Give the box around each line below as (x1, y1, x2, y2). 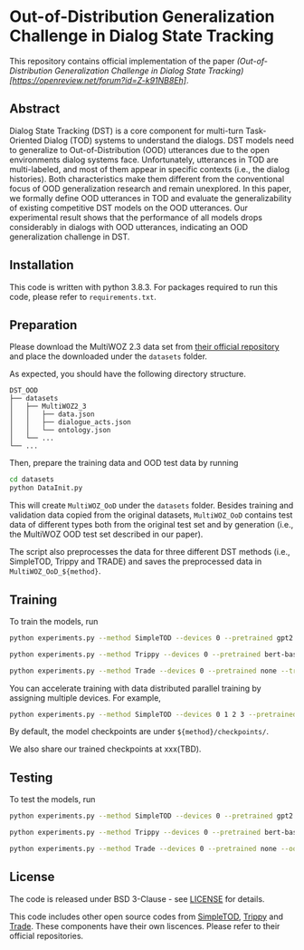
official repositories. (9, 930, 84, 941)
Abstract (9, 102, 61, 117)
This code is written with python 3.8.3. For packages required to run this (9, 281, 279, 292)
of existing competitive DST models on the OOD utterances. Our (9, 202, 249, 213)
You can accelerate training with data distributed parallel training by (9, 683, 261, 693)
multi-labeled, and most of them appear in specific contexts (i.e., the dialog (9, 163, 290, 174)
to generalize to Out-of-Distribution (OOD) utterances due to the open (9, 144, 270, 155)
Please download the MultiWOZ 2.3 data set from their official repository (9, 342, 280, 353)
